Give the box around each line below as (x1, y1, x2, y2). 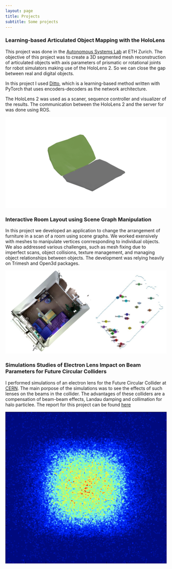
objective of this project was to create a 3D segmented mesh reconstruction (5, 54, 166, 60)
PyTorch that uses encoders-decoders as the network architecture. (5, 85, 147, 92)
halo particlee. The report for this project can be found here (5, 401, 131, 408)
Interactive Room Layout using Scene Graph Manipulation (5, 216, 152, 223)
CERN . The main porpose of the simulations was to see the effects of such (5, 385, 163, 391)
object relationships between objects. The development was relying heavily (5, 255, 165, 261)
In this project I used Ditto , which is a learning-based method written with (5, 80, 160, 86)
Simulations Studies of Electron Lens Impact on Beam (5, 361, 141, 369)
